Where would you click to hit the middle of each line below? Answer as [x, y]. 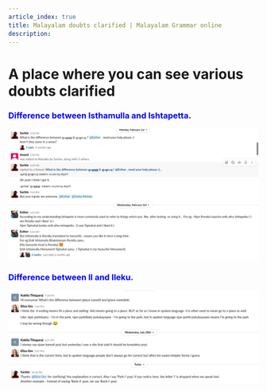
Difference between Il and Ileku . [71, 277]
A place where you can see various [126, 74]
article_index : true [43, 17]
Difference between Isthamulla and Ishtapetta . [100, 115]
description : [30, 33]
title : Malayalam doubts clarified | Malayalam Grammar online [115, 25]
